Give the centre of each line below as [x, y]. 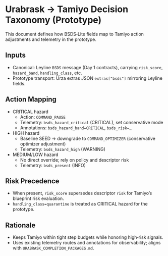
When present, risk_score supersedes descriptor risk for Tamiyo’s [82, 193]
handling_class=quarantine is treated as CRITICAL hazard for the [80, 204]
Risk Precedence [32, 181]
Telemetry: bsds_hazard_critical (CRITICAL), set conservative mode [92, 122]
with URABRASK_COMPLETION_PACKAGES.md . [53, 248]
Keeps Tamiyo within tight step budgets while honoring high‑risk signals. [88, 237]
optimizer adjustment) [43, 144]
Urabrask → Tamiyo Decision [67, 9]
